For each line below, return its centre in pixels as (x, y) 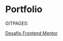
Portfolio (24, 9)
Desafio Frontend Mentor (31, 33)
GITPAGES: (17, 23)
